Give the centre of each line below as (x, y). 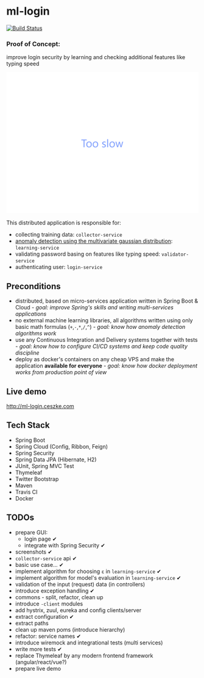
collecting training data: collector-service (69, 235)
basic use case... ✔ (39, 564)
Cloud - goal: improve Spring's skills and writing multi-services (94, 308)
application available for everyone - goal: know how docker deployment (106, 366)
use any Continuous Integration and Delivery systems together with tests (106, 340)
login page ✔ (40, 539)
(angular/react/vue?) (41, 662)
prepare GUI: (31, 532)
